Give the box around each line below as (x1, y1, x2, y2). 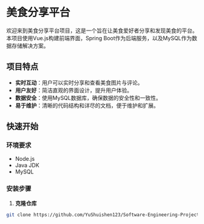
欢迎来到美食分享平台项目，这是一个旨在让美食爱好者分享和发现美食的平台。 (6, 27, 198, 34)
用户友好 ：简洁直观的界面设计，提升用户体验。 (15, 86, 132, 94)
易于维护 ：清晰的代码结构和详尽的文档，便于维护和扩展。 (15, 102, 159, 109)
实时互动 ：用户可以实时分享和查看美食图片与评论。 (15, 79, 143, 86)
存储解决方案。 (11, 42, 49, 49)
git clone (6, 211, 32, 218)
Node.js (15, 155, 35, 163)
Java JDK (15, 162, 39, 169)
